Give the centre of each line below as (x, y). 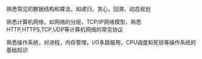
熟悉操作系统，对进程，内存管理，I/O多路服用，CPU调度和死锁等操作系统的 (101, 42)
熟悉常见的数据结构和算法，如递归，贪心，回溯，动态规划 (78, 9)
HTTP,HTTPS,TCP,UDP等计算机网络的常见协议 (65, 29)
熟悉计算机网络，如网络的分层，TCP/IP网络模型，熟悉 (74, 22)
